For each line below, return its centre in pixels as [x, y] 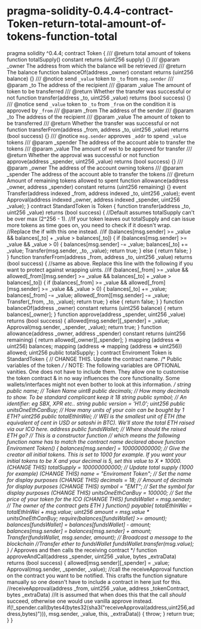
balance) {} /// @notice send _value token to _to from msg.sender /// [90, 79]
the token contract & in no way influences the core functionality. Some [93, 378]
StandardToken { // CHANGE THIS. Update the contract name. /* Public [95, 359]
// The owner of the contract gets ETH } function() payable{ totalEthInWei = [100, 505]
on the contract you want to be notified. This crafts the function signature [97, 575]
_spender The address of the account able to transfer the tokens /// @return [100, 174]
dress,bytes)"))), [27, 613]
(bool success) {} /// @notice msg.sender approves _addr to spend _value [97, 136]
